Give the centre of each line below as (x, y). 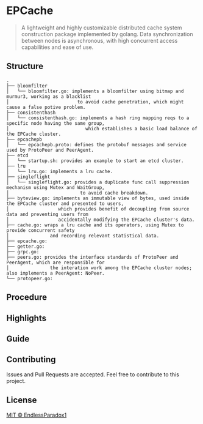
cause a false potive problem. (46, 107)
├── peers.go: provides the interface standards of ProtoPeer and (92, 257)
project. (16, 381)
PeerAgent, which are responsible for (55, 262)
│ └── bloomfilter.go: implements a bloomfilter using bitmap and (95, 91)
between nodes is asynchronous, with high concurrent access (99, 40)
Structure (25, 66)
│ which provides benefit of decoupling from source (98, 209)
